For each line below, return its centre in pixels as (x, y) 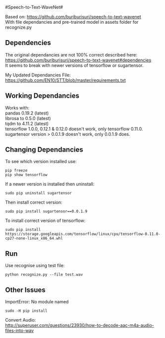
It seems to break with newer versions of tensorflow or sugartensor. (74, 65)
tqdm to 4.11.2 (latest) (27, 123)
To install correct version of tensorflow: (45, 221)
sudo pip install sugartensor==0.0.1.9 (46, 212)
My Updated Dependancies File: (38, 75)
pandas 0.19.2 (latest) (27, 113)
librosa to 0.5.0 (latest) (28, 118)
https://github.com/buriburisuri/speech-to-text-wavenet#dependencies (78, 60)
